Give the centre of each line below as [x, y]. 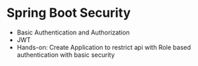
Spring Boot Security [69, 13]
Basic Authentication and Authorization [73, 32]
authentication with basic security [66, 55]
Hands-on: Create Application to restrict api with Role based [104, 47]
